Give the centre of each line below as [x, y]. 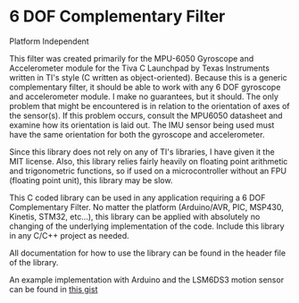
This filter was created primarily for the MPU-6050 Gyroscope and [132, 58]
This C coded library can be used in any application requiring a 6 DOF [137, 198]
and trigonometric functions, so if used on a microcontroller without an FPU [148, 171]
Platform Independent [49, 41]
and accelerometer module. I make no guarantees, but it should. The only [144, 97]
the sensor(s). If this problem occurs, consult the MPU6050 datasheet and [146, 115]
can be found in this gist [54, 289]
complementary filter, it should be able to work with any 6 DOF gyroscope [145, 87]
